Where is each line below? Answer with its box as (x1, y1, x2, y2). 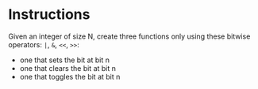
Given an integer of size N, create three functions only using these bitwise (8, 32, 251, 41)
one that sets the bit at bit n (19, 55, 110, 65)
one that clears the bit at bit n (19, 63, 117, 72)
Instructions (8, 6, 90, 24)
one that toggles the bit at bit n (19, 72, 121, 81)
